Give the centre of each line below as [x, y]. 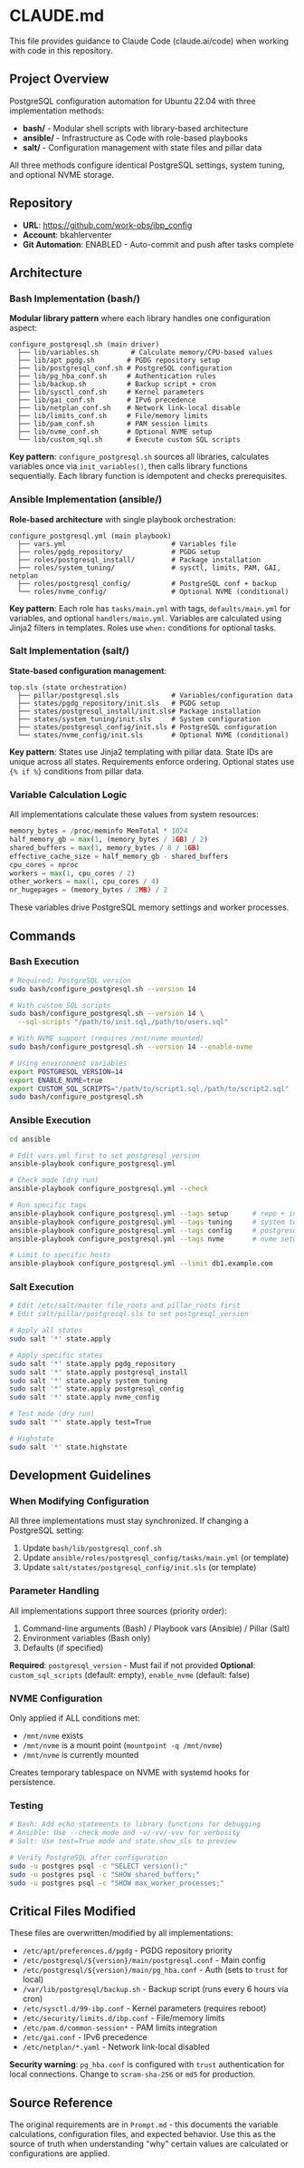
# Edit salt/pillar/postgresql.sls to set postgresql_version [129, 1314]
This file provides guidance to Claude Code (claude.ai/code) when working [149, 41]
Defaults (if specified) [63, 1647]
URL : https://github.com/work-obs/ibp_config [107, 225]
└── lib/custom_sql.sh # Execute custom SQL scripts [129, 440]
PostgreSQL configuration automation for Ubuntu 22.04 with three [133, 101]
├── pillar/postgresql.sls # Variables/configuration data [156, 695]
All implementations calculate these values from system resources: [134, 815]
